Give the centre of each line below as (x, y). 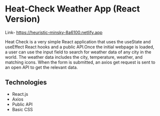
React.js (20, 94)
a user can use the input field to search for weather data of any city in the (78, 52)
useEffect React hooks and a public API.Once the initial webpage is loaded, (80, 47)
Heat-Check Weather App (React (73, 9)
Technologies (26, 83)
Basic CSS (22, 109)
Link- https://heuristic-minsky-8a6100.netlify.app (54, 32)
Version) (22, 19)
